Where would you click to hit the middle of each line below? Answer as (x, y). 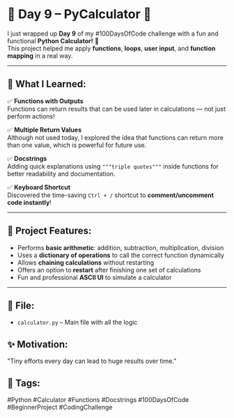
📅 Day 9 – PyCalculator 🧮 (79, 14)
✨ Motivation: (38, 344)
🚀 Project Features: (49, 231)
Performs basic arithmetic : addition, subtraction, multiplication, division (120, 247)
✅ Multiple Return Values (45, 130)
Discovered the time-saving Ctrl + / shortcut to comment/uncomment (111, 195)
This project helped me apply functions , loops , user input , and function (111, 48)
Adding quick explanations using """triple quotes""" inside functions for (113, 166)
